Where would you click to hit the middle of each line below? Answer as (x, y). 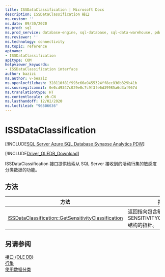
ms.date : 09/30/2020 (26, 23)
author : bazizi (21, 74)
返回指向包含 (142, 211)
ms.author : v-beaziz (26, 78)
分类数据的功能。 (22, 170)
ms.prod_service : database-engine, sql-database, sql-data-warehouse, (79, 33)
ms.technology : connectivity (35, 42)
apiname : (14, 51)
